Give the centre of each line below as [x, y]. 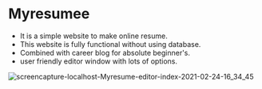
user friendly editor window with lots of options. [99, 61]
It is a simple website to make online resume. [93, 36]
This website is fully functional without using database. [110, 44]
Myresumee [49, 14]
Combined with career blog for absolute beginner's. [105, 52]
